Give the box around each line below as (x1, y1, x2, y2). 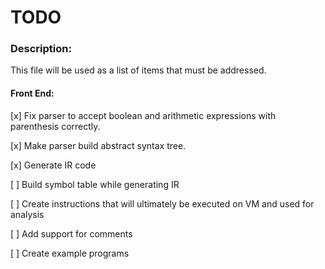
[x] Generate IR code (10, 159, 97, 171)
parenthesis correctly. (10, 120, 101, 132)
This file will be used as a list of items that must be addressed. (10, 64, 267, 76)
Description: (10, 42, 72, 56)
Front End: (10, 87, 55, 100)
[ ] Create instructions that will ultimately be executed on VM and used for (10, 197, 315, 210)
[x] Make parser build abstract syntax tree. (10, 139, 187, 151)
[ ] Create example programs (10, 247, 130, 259)
